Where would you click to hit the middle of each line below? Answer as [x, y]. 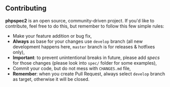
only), [19, 52]
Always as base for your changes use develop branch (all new [78, 41]
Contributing [26, 8]
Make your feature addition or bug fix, [52, 36]
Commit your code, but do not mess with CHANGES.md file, [72, 68]
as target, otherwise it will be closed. [51, 79]
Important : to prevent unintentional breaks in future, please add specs [86, 57]
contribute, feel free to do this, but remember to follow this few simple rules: [85, 26]
